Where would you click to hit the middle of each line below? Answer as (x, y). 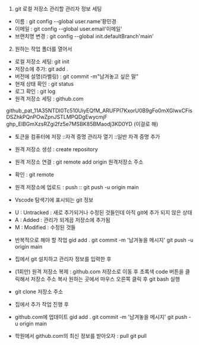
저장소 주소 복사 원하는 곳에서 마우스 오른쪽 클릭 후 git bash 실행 (105, 279)
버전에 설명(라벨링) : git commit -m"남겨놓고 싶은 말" (76, 76)
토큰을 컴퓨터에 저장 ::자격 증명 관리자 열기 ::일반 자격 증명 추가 (87, 137)
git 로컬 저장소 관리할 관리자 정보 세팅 (58, 9)
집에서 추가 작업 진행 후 (42, 304)
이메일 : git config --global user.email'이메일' (69, 29)
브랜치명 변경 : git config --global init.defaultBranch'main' (84, 36)
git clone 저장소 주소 (39, 291)
